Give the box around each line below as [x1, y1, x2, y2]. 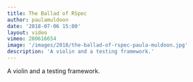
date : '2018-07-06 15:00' [7, 23, 81, 29]
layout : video [7, 29, 48, 36]
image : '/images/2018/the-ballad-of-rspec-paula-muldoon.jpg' [7, 42, 188, 49]
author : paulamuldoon [7, 16, 69, 23]
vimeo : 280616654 [7, 36, 57, 42]
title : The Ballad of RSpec [7, 10, 88, 17]
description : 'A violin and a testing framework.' [7, 49, 155, 55]
